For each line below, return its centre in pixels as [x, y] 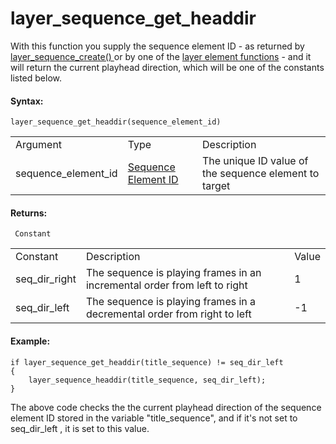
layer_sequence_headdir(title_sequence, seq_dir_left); [147, 380]
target [216, 186]
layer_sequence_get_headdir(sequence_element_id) [116, 122]
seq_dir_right [46, 279]
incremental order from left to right [166, 285]
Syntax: [27, 101]
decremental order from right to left [168, 314]
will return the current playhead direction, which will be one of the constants [167, 67]
